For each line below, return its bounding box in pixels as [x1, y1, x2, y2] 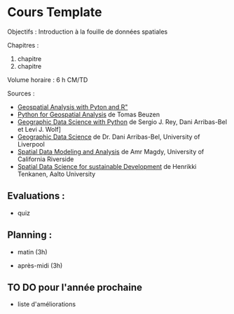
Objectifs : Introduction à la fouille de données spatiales [7, 27, 168, 36]
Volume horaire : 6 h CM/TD [7, 75, 88, 84]
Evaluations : [7, 190, 65, 202]
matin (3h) [17, 247, 48, 256]
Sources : [7, 89, 35, 97]
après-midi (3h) [17, 261, 63, 270]
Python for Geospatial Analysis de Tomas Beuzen [17, 110, 160, 118]
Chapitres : [7, 41, 39, 49]
